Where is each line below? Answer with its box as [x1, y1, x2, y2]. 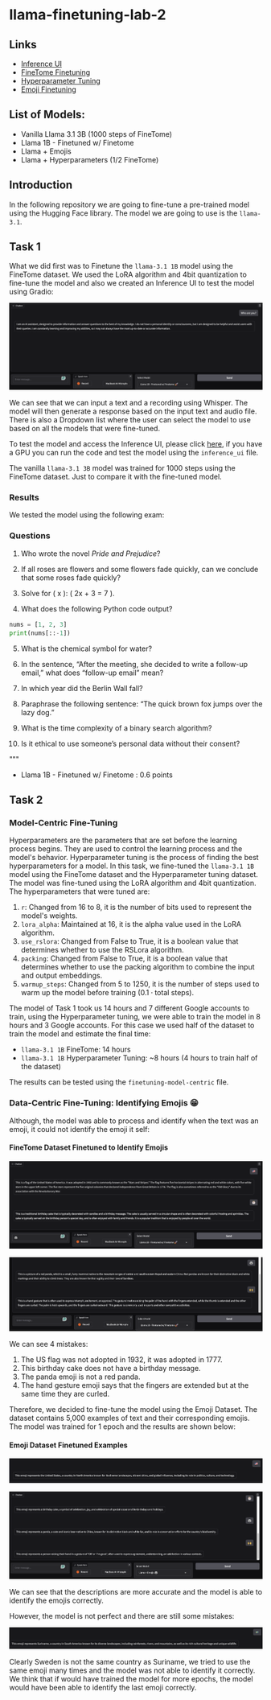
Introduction [9, 179, 73, 192]
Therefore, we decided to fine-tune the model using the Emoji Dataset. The [9, 1405, 258, 1414]
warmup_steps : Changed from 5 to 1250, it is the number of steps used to [20, 979, 260, 989]
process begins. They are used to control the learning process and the [9, 844, 243, 854]
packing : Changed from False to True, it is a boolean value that [20, 953, 228, 963]
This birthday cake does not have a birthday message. [20, 1364, 201, 1373]
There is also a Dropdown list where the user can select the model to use [9, 415, 252, 425]
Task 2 [9, 792, 43, 806]
